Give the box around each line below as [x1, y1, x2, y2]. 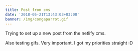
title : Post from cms [5, 7, 51, 12]
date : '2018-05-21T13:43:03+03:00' [5, 12, 80, 17]
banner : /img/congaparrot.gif [5, 16, 69, 21]
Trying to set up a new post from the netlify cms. [5, 30, 106, 36]
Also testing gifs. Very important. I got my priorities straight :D [5, 40, 133, 46]
